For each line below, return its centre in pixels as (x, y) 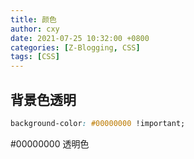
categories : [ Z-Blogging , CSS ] (75, 47)
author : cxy (35, 29)
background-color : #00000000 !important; (98, 123)
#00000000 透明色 (50, 143)
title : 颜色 (33, 19)
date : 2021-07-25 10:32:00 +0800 (80, 38)
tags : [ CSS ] (35, 57)
